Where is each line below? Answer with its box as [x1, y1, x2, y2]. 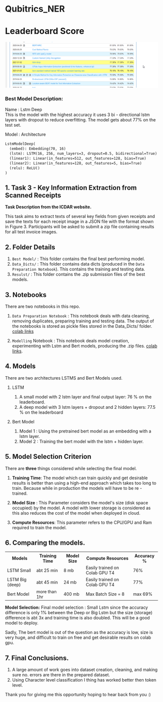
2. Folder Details [5, 243, 55, 251]
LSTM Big [7, 577, 27, 583]
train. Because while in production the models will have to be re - [12, 485, 142, 491]
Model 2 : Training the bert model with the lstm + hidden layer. [19, 438, 144, 444]
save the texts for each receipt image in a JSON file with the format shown [5, 218, 154, 224]
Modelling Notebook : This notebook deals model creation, [12, 337, 130, 343]
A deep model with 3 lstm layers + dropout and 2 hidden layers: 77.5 [19, 404, 156, 410]
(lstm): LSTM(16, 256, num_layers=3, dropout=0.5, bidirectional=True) [9, 151, 158, 156]
